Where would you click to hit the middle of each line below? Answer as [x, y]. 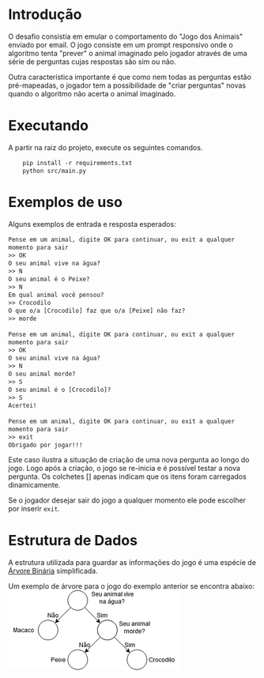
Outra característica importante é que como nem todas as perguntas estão [130, 77]
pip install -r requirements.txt [77, 163]
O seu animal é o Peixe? [49, 279]
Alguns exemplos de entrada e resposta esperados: [92, 224]
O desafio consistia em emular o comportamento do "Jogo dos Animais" [126, 36]
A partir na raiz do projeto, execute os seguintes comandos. [106, 147]
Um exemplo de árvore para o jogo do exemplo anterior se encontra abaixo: [132, 586]
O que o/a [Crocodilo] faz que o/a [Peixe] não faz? [97, 311]
